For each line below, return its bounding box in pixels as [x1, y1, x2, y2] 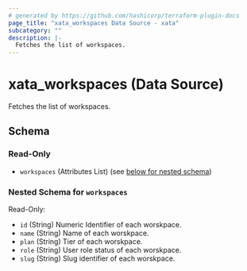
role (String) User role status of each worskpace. [19, 246, 182, 255]
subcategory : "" [8, 26, 62, 34]
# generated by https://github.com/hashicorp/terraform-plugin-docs [8, 11, 240, 20]
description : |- [8, 33, 62, 42]
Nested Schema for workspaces [8, 186, 129, 197]
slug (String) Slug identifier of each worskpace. [19, 254, 176, 263]
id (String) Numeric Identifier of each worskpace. [19, 220, 182, 230]
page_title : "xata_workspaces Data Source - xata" [8, 19, 179, 27]
